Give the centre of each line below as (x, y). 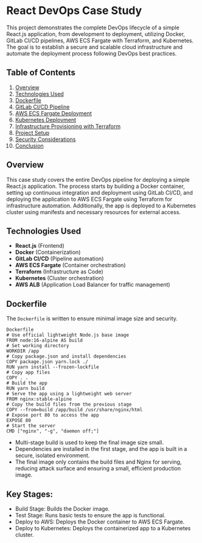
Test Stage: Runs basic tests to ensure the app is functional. (90, 515)
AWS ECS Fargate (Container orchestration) (70, 265)
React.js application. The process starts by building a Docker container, (96, 186)
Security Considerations (45, 139)
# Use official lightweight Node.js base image (68, 335)
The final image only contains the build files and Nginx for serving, (98, 462)
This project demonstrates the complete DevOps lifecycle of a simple (93, 27)
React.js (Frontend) (40, 246)
